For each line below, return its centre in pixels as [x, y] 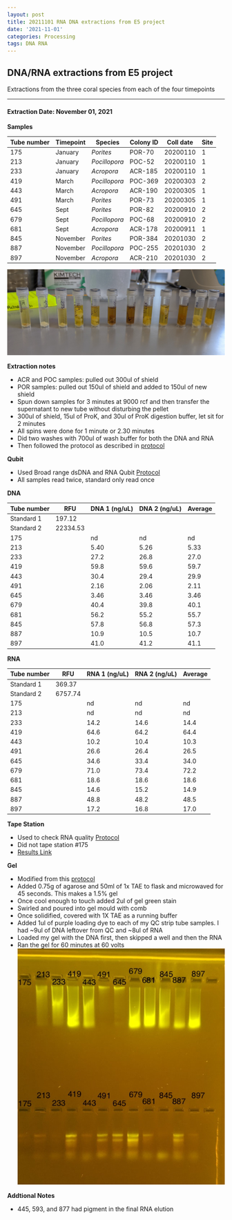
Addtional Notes [31, 1196]
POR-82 [142, 210]
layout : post [26, 14]
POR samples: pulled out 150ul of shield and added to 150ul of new [112, 387]
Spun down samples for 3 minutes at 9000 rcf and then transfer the [113, 402]
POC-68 [142, 219]
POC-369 [144, 181]
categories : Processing [41, 37]
